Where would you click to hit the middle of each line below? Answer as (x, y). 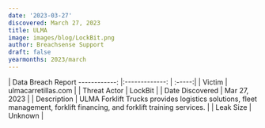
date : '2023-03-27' (40, 15)
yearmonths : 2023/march (47, 60)
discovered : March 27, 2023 (55, 23)
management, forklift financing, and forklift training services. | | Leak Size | (130, 107)
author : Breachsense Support (56, 45)
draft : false (30, 52)
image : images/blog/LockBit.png (61, 38)
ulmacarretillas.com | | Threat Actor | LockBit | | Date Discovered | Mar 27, (129, 90)
